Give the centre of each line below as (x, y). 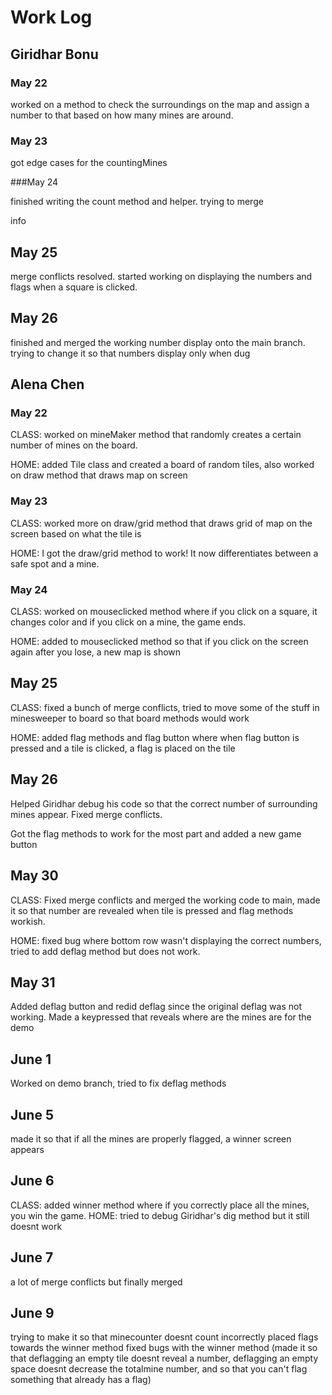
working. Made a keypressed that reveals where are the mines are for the (161, 1017)
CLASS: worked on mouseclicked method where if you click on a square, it (164, 612)
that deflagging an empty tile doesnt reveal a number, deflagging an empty (164, 1358)
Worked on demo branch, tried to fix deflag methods (118, 1083)
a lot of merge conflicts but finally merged (96, 1282)
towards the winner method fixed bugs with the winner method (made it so (164, 1348)
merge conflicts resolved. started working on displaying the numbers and (161, 276)
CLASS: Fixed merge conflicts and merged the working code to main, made (165, 900)
